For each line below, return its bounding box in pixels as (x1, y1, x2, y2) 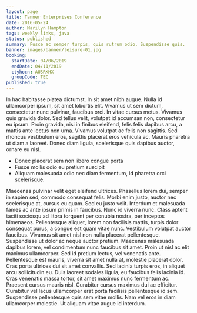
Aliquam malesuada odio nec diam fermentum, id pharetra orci (14, 170, 166, 177)
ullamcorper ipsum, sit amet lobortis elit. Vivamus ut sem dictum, (6, 102, 163, 109)
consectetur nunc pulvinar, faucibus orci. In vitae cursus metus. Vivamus (6, 108, 182, 115)
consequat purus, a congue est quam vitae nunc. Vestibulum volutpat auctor (6, 225, 192, 232)
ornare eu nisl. (6, 146, 41, 153)
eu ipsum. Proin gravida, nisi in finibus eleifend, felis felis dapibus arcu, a (6, 121, 182, 128)
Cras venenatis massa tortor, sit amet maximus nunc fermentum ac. (6, 275, 170, 282)
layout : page (6, 8, 38, 15)
